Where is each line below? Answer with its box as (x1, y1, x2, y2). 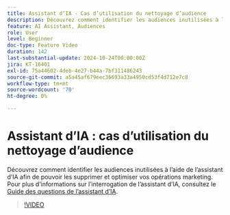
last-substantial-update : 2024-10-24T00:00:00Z (7, 55, 146, 62)
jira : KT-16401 (7, 61, 51, 68)
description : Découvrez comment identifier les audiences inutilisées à (7, 16, 219, 23)
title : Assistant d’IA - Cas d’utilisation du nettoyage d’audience (7, 10, 207, 17)
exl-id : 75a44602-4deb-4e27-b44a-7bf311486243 (7, 67, 142, 74)
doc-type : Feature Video (7, 42, 78, 49)
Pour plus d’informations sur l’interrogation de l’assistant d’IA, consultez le (7, 179, 216, 188)
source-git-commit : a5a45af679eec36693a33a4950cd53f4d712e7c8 (7, 73, 188, 81)
